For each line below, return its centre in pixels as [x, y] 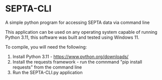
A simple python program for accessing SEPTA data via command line [77, 22]
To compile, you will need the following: [46, 47]
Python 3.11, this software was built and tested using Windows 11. [72, 37]
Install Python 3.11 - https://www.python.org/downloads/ [70, 56]
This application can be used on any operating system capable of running [81, 32]
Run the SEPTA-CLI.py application [47, 72]
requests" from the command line [47, 67]
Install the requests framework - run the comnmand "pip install [77, 62]
